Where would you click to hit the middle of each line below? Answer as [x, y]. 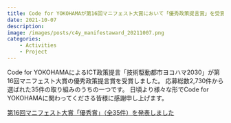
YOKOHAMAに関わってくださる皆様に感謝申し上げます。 [88, 98]
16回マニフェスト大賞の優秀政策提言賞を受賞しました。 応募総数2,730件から [115, 80]
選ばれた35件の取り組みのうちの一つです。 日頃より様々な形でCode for [108, 89]
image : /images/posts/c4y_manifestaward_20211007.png [86, 33]
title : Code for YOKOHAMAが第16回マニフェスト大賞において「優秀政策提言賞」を [111, 13]
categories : [24, 39]
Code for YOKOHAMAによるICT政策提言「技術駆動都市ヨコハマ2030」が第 [113, 72]
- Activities [38, 45]
